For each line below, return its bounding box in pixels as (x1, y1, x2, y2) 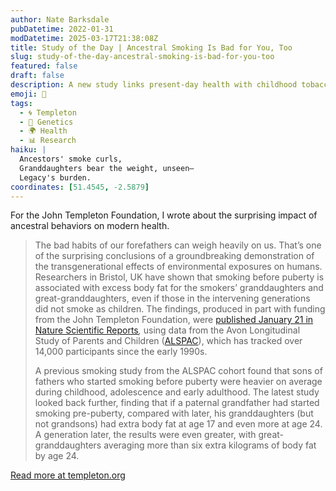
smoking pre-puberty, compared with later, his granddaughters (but (34, 407, 314, 420)
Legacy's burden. (19, 172, 92, 183)
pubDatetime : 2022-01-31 (10, 24, 114, 34)
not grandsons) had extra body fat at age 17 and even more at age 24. (34, 418, 323, 430)
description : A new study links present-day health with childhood (10, 80, 298, 90)
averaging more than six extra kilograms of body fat (103, 439, 317, 451)
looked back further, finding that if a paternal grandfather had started (34, 397, 320, 409)
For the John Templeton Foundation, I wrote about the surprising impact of (10, 209, 318, 221)
